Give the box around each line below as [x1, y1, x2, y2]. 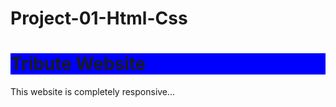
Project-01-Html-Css [10, 7, 188, 30]
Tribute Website [10, 53, 147, 76]
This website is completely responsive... [10, 86, 176, 98]
